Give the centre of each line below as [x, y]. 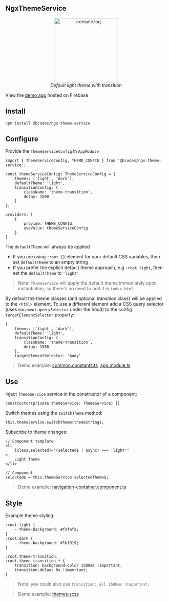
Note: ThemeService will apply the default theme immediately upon [87, 283]
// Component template [29, 441]
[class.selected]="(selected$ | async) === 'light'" [72, 450]
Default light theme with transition [86, 85]
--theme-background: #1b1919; [47, 543]
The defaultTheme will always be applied [48, 247]
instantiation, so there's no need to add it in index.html [76, 289]
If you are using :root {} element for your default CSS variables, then [86, 257]
